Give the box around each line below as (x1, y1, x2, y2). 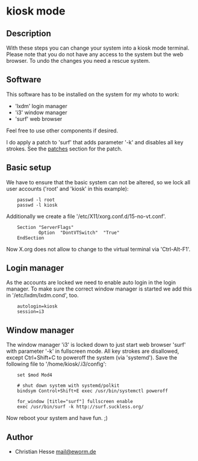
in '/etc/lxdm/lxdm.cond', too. (6, 292, 79, 299)
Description (6, 28, 51, 39)
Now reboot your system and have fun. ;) (6, 414, 108, 422)
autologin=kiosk (17, 303, 58, 309)
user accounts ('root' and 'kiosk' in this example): (6, 185, 129, 192)
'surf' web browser (14, 115, 63, 122)
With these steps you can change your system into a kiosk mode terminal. (6, 44, 190, 51)
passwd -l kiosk (17, 202, 58, 208)
